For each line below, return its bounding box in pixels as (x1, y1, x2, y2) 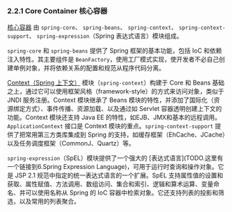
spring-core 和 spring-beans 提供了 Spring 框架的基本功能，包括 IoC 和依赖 (7, 46, 222, 55)
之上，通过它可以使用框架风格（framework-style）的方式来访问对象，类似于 (7, 87, 224, 96)
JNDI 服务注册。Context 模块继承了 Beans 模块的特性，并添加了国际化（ (7, 96, 214, 105)
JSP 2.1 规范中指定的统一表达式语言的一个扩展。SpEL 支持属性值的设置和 (15, 171, 224, 179)
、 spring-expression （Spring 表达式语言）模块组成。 (28, 32, 183, 40)
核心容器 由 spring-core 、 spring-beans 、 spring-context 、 (7, 23, 178, 32)
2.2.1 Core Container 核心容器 (7, 6, 108, 15)
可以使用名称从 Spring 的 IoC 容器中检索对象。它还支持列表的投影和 (25, 188, 219, 197)
